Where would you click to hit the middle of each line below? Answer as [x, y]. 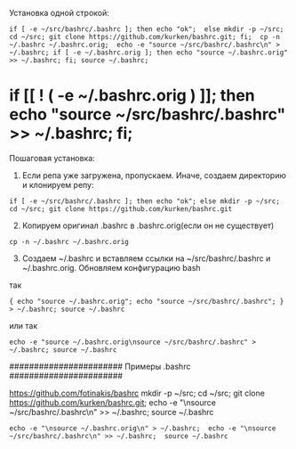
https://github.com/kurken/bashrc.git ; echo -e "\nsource [112, 402]
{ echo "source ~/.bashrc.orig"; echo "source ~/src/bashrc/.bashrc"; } [147, 301]
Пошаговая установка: [52, 158]
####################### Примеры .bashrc [100, 366]
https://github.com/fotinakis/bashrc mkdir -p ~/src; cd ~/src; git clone [137, 393]
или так [24, 325]
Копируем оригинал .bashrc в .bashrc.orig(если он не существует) [148, 225]
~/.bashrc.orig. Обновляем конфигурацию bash [112, 267]
